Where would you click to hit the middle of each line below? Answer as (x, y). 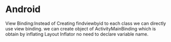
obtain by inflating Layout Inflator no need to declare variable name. (77, 34)
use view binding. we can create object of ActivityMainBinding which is (81, 28)
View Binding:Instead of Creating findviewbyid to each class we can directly (86, 23)
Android (23, 9)
